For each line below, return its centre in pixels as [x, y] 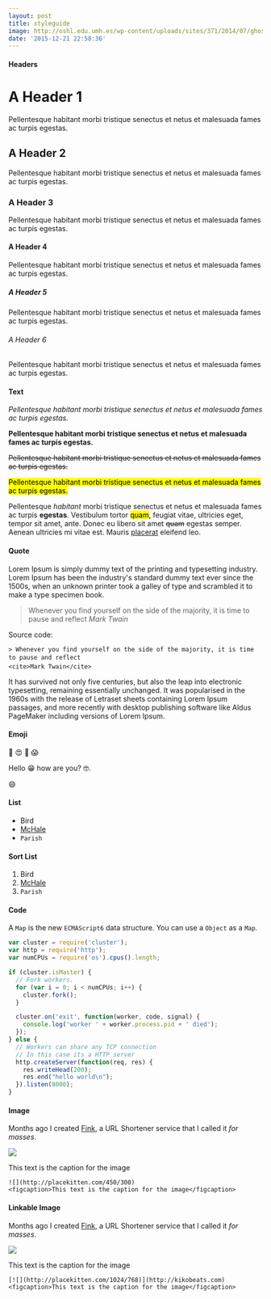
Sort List [23, 856]
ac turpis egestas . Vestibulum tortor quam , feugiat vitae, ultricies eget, [126, 515]
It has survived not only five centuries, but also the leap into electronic [125, 681]
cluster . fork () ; [50, 995]
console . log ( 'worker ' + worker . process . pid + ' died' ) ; [121, 1025]
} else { [23, 1040]
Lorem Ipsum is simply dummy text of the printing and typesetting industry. [133, 569]
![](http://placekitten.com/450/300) [72, 1183]
